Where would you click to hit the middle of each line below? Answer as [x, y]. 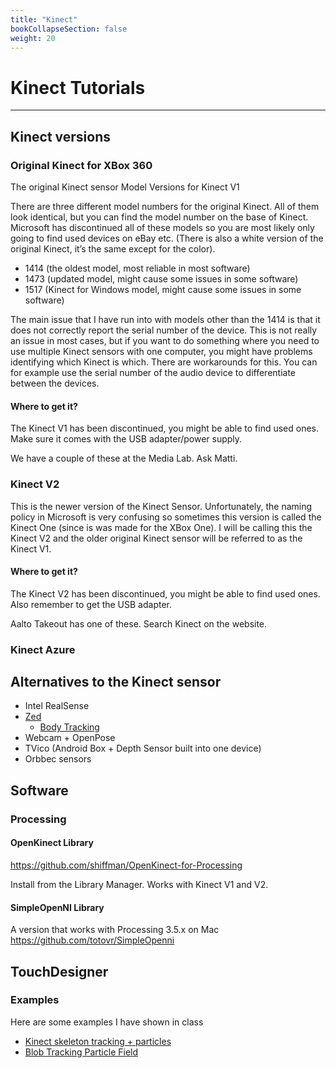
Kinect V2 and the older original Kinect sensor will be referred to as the [156, 538]
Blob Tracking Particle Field [81, 1052]
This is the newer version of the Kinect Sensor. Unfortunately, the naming [161, 506]
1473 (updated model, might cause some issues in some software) [161, 279]
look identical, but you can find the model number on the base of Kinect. [159, 217]
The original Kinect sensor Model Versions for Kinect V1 [125, 187]
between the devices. [55, 383]
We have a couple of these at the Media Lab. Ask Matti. [124, 458]
